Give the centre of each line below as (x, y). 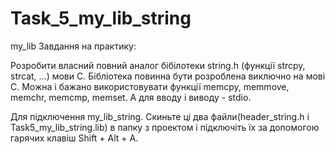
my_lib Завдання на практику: (73, 46)
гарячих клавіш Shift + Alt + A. (74, 138)
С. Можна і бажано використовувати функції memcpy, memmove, (150, 86)
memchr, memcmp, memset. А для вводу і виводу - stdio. (131, 97)
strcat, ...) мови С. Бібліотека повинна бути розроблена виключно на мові (168, 76)
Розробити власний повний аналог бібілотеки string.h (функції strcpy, (158, 65)
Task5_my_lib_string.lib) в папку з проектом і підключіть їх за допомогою (165, 127)
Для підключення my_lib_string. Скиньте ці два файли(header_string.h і (160, 116)
